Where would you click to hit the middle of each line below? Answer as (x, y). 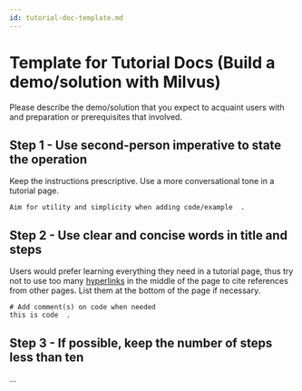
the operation (49, 159)
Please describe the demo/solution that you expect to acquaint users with (147, 107)
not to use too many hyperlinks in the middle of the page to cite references (149, 281)
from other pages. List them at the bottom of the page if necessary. (135, 290)
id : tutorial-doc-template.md (67, 18)
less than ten (47, 357)
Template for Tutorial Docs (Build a (142, 62)
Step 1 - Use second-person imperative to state (146, 145)
